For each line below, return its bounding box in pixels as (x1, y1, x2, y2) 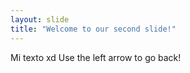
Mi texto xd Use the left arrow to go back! (10, 51, 182, 63)
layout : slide (10, 14, 70, 25)
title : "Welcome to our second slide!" (10, 24, 177, 34)
